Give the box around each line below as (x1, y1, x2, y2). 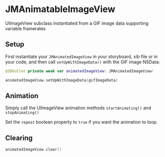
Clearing (5, 133, 33, 142)
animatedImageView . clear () (5, 147, 62, 152)
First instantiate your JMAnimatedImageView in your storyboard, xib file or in (5, 53, 158, 59)
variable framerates (5, 25, 46, 31)
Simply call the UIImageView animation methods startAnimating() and (5, 105, 151, 111)
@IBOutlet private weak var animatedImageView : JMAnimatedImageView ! (5, 68, 154, 73)
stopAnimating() (5, 110, 39, 115)
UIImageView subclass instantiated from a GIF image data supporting (5, 20, 149, 26)
